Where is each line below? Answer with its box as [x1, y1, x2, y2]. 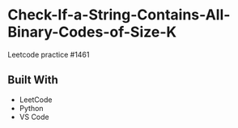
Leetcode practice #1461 [7, 49, 90, 59]
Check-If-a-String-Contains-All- [7, 6, 231, 24]
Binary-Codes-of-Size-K [7, 23, 177, 41]
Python [19, 103, 44, 113]
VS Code [19, 112, 49, 122]
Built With [7, 73, 58, 87]
